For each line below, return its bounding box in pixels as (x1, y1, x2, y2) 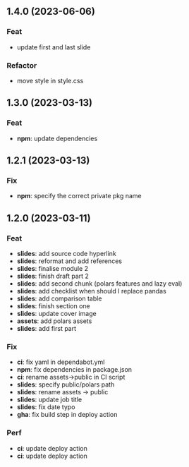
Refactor (6, 60, 37, 70)
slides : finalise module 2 (16, 265, 89, 273)
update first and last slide (16, 42, 91, 51)
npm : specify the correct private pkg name (16, 192, 142, 200)
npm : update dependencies (16, 134, 98, 142)
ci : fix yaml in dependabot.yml (16, 358, 105, 366)
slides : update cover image (16, 310, 97, 318)
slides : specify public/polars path (16, 380, 115, 389)
